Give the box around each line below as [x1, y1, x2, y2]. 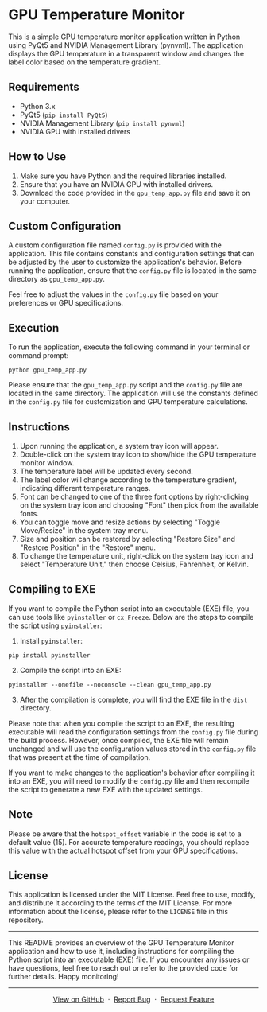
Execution [8, 321, 60, 335]
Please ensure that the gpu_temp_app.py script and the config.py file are [8, 380, 243, 390]
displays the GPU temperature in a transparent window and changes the [8, 49, 245, 58]
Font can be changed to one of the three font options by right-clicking [19, 492, 249, 501]
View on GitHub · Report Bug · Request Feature [52, 994, 215, 1004]
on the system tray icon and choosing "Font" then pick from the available [19, 500, 260, 510]
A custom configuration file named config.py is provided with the [8, 240, 222, 250]
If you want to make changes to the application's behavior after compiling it [8, 768, 255, 777]
